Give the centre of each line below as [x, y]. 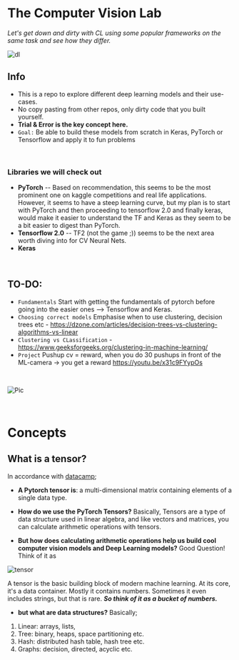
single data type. [42, 497]
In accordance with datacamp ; [52, 476]
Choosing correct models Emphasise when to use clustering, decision [120, 316]
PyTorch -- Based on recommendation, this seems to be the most [114, 188]
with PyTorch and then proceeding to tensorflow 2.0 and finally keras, [120, 210]
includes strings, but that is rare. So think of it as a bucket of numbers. [112, 599]
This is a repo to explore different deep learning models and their [113, 94]
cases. [27, 101]
